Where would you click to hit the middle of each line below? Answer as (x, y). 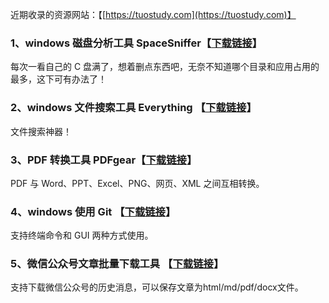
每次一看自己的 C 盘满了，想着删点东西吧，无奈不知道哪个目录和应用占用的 (165, 67)
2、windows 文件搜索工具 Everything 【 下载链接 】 (133, 108)
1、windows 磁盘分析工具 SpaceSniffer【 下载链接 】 (136, 43)
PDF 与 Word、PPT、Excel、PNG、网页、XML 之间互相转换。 (137, 183)
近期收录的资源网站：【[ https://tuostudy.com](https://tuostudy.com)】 (153, 14)
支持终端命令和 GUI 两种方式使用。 (82, 235)
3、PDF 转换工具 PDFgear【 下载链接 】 (104, 160)
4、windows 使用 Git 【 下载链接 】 (93, 211)
